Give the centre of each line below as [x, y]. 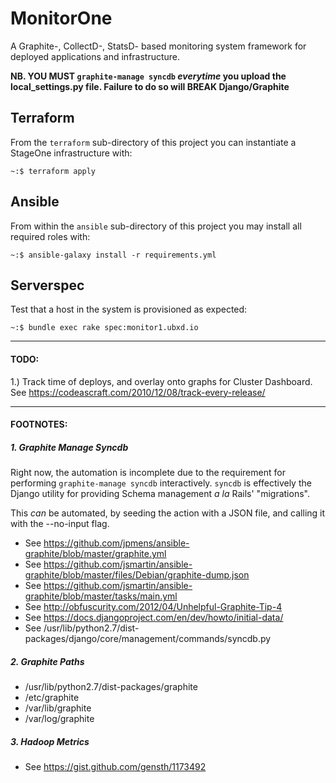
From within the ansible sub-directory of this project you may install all [156, 226]
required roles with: [50, 236]
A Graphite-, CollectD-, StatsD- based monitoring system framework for [158, 46]
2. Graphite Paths [47, 661]
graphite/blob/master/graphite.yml [95, 554]
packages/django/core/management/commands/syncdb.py [148, 639]
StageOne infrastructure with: [71, 153]
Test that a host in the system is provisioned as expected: [129, 309]
